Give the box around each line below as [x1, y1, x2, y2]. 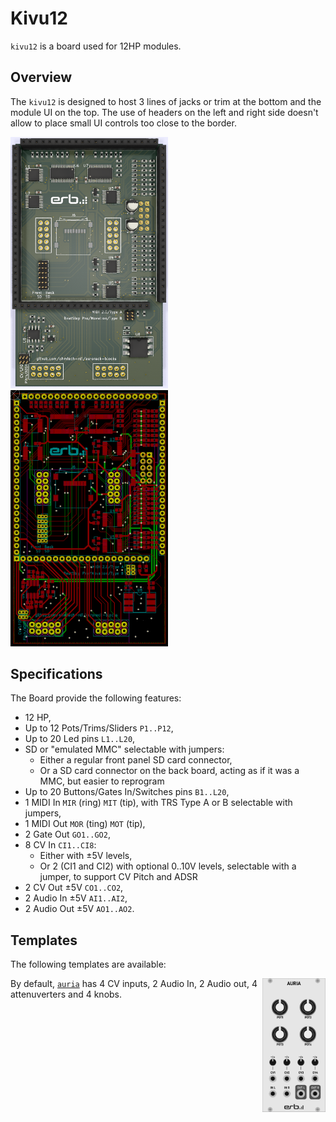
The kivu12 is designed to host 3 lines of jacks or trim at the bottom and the [10, 95, 322, 107]
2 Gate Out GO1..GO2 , [24, 828, 111, 841]
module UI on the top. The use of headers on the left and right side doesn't [10, 106, 319, 118]
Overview [10, 69, 73, 86]
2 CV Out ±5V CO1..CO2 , [24, 882, 124, 894]
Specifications [10, 665, 103, 682]
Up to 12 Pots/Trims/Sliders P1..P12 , [24, 722, 174, 734]
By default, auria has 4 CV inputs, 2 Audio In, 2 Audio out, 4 [10, 978, 258, 990]
